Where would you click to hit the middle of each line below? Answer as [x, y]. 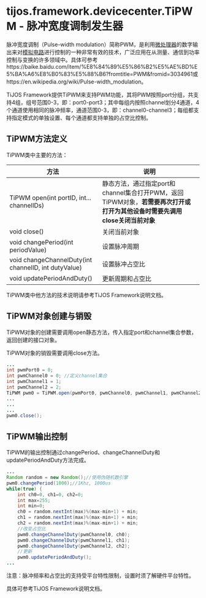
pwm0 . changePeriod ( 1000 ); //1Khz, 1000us [59, 483]
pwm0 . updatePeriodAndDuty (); [55, 557]
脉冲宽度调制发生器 [75, 26]
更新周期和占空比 [127, 279]
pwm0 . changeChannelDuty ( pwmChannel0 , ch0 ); [74, 534]
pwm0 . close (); [25, 416]
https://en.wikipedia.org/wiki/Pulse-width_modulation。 [77, 82]
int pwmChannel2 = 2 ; [34, 387]
